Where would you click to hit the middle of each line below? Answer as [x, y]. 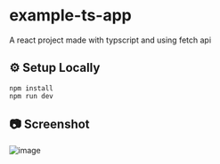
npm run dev [31, 96]
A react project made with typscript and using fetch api [110, 40]
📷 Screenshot [50, 125]
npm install [31, 88]
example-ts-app [70, 16]
